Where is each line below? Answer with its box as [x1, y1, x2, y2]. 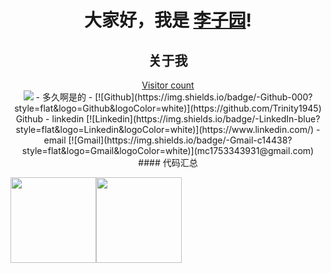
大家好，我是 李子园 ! [83, 9, 253, 32]
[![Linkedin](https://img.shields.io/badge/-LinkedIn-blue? [86, 113, 321, 125]
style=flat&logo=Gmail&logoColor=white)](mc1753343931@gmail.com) [21, 145, 315, 156]
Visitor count [141, 79, 195, 91]
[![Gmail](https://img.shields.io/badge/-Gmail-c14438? [68, 134, 293, 146]
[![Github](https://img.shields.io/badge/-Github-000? [94, 91, 313, 103]
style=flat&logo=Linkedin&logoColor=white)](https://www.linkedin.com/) [15, 124, 315, 135]
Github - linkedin [15, 113, 85, 125]
